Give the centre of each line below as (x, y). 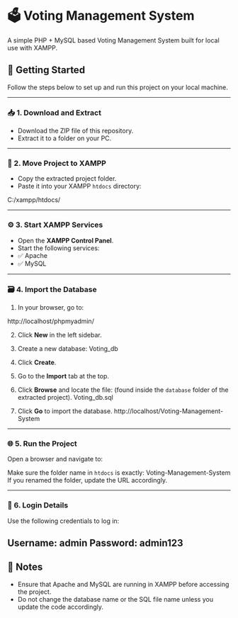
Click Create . (37, 362)
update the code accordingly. (61, 607)
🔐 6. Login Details (38, 505)
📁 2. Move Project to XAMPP (57, 163)
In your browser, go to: (51, 307)
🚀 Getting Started (46, 70)
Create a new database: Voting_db (68, 348)
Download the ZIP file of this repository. (75, 131)
